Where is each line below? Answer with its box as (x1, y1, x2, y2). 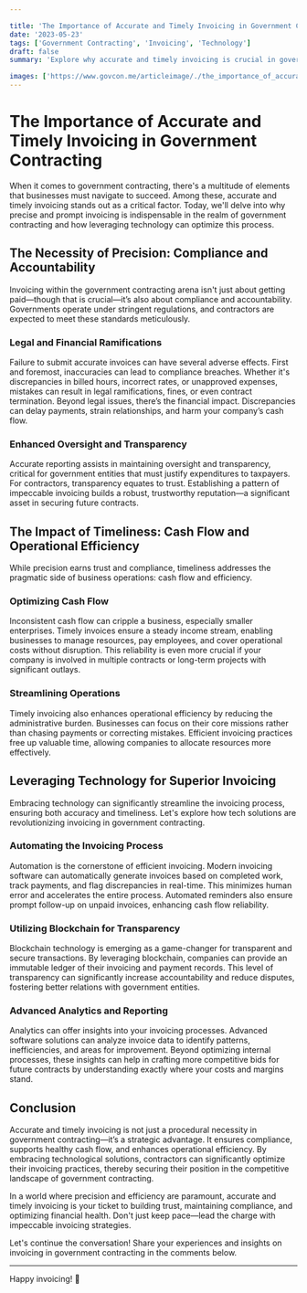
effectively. (9, 747, 52, 758)
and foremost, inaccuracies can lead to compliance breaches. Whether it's (9, 366, 291, 377)
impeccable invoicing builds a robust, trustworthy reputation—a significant (9, 488, 291, 499)
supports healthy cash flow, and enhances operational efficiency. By (9, 1144, 267, 1155)
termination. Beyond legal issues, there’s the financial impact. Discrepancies (9, 396, 296, 407)
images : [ (9, 72, 48, 81)
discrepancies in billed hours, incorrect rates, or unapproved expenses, (9, 376, 279, 387)
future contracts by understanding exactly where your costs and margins (9, 1064, 284, 1075)
